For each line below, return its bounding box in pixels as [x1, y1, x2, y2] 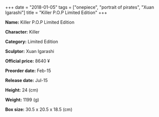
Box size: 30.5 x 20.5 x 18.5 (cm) [5, 106, 73, 112]
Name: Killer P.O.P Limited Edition [5, 19, 75, 25]
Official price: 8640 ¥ [5, 58, 50, 64]
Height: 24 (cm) [5, 87, 38, 93]
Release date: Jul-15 [5, 77, 48, 83]
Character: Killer [5, 29, 40, 34]
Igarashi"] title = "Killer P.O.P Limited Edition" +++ [5, 9, 108, 15]
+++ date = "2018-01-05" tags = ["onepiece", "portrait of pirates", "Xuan [5, 4, 155, 10]
